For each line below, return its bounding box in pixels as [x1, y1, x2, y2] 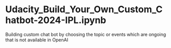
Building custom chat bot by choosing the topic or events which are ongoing [5, 31, 166, 37]
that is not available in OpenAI [5, 37, 68, 43]
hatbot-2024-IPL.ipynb [5, 14, 106, 26]
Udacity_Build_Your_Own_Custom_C [5, 4, 163, 15]
